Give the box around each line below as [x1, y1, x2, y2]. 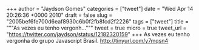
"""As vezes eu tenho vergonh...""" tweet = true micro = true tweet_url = [6, 24, 187, 31]
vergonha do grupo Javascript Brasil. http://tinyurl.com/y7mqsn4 [6, 37, 169, 44]
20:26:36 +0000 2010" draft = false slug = [6, 11, 113, 19]
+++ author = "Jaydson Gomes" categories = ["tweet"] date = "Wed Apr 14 [6, 5, 194, 12]
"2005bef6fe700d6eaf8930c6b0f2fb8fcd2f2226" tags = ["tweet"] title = [6, 18, 189, 25]
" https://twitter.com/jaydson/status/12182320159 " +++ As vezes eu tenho [6, 31, 191, 38]
